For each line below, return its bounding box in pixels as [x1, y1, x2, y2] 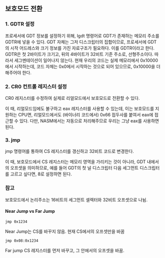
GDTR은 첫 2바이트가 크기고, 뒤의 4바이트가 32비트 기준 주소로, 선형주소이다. [5, 51, 154, 57]
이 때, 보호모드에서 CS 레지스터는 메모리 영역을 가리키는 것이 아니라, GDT [5, 159, 146, 165]
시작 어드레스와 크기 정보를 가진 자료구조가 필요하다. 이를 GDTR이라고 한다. [10, 45, 155, 51]
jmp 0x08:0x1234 [5, 238, 38, 243]
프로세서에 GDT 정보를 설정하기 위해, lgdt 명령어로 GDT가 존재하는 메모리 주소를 [5, 32, 160, 38]
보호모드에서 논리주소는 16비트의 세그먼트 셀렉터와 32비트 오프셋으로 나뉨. [5, 197, 148, 202]
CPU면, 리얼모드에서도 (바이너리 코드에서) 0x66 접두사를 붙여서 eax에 [18, 112, 154, 117]
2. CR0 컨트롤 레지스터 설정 [5, 83, 67, 90]
